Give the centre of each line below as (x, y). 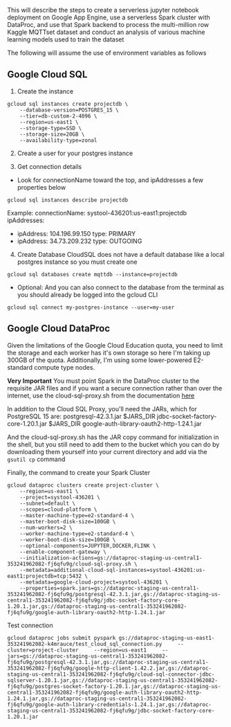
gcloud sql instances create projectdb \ (68, 104)
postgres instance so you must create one (77, 262)
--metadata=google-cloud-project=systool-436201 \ (94, 582)
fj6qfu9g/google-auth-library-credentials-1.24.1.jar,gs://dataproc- (110, 704)
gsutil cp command (36, 459)
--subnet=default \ (48, 503)
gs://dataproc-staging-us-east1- (167, 638)
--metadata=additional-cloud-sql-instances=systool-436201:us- (113, 570)
